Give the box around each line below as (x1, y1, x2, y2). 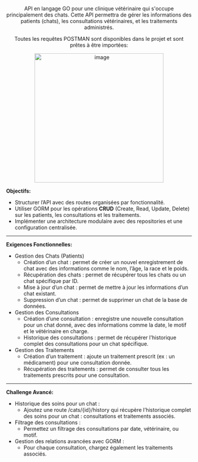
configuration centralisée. (14, 224, 78, 231)
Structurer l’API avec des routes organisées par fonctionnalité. (14, 199, 165, 206)
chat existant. (23, 290, 57, 297)
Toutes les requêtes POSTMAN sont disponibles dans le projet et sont (14, 35, 184, 42)
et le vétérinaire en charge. (23, 328, 89, 334)
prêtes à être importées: (70, 41, 128, 48)
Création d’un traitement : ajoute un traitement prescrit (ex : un (23, 353, 175, 360)
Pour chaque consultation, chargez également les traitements (23, 444, 173, 451)
